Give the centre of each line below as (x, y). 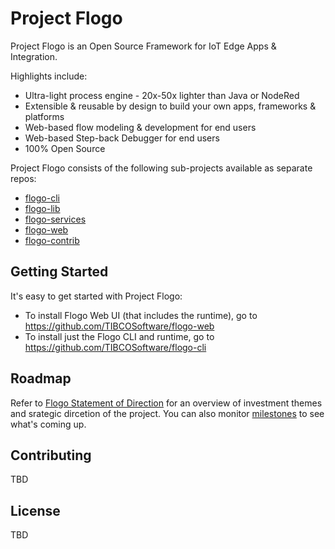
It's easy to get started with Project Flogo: (96, 296)
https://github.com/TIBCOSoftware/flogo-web (119, 326)
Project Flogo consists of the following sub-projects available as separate (161, 168)
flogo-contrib (52, 240)
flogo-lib (42, 208)
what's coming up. (48, 424)
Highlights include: (49, 76)
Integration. (34, 56)
